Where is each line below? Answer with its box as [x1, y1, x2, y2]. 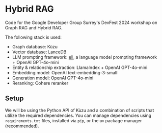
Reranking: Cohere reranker [12, 80, 69, 86]
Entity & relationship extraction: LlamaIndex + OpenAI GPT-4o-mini [12, 65, 148, 70]
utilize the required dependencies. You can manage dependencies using [5, 112, 152, 118]
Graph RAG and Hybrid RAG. [5, 24, 63, 30]
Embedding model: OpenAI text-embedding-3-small [12, 69, 118, 75]
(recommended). [5, 123, 39, 129]
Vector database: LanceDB [12, 49, 67, 55]
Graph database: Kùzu [12, 44, 58, 49]
